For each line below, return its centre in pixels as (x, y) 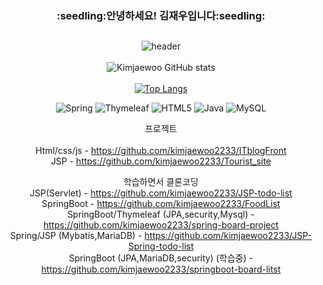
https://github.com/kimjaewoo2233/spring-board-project (161, 225)
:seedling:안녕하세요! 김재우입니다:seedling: (161, 15)
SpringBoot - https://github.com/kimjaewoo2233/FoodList (161, 204)
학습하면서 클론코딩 (161, 182)
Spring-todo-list (161, 246)
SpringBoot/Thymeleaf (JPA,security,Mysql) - (161, 214)
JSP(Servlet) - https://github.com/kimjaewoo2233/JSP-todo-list (161, 193)
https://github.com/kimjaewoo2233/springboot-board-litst (161, 269)
